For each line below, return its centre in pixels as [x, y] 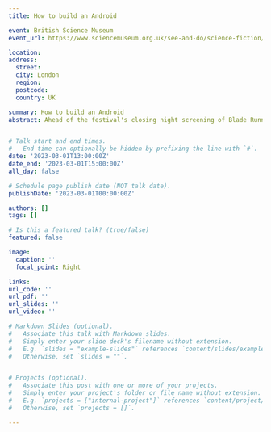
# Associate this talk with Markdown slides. [90, 333]
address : [23, 60]
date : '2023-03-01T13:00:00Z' [59, 157]
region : [29, 82]
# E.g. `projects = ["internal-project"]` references [104, 401]
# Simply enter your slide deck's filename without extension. [120, 341]
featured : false [35, 238]
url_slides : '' [34, 304]
